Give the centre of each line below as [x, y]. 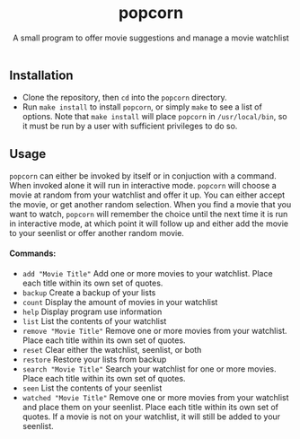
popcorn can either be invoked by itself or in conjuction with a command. [143, 176]
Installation [41, 76]
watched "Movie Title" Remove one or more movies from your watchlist [155, 397]
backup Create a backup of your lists [89, 292]
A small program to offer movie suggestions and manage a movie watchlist [151, 38]
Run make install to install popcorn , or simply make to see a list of [142, 107]
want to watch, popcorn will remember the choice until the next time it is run [149, 214]
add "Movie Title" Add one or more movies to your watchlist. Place [147, 273]
